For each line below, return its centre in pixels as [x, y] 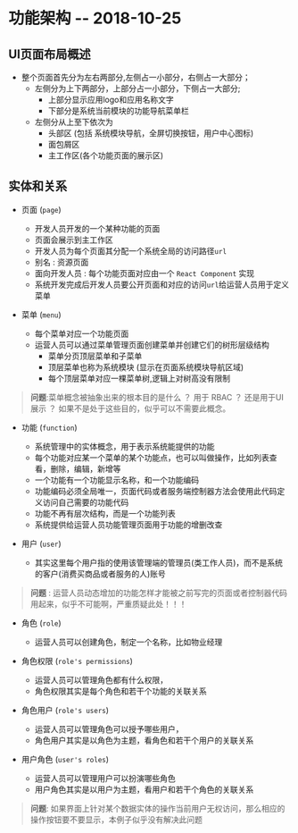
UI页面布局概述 [50, 54]
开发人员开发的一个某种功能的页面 [97, 228]
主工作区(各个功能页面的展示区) [106, 156]
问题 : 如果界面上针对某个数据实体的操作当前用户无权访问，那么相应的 [157, 808]
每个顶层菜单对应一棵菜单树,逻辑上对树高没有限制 [139, 378]
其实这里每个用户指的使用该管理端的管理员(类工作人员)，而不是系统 [158, 562]
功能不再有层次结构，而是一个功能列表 [105, 513]
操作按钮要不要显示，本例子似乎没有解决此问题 [116, 820]
